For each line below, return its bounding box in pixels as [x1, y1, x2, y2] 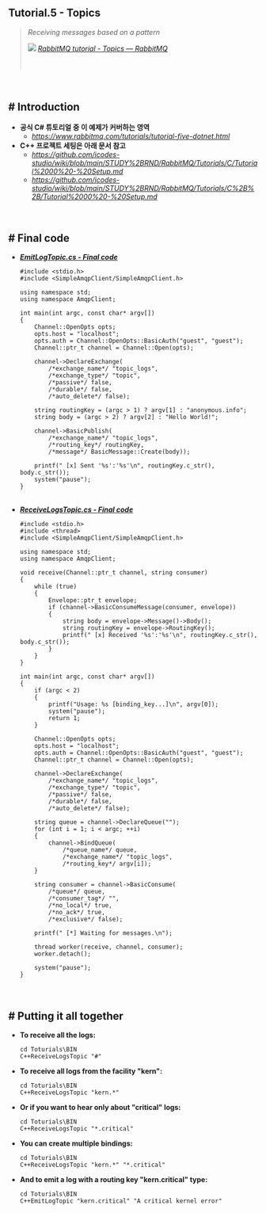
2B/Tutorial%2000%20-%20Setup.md [31, 192, 158, 201]
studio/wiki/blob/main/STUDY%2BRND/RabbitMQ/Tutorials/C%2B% [31, 183, 255, 193]
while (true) [34, 582, 78, 591]
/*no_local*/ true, [48, 902, 112, 910]
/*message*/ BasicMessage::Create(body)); [48, 448, 191, 456]
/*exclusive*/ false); [48, 915, 123, 924]
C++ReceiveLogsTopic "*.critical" [19, 1125, 134, 1133]
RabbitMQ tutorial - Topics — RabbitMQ [37, 44, 168, 53]
